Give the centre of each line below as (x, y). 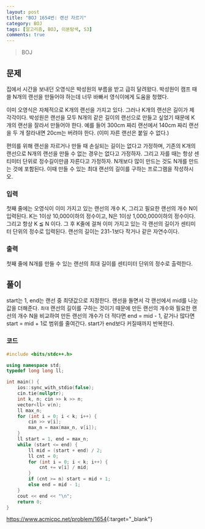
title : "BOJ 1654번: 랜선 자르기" (47, 18)
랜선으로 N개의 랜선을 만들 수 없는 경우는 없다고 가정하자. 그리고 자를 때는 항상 (99, 153)
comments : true (26, 35)
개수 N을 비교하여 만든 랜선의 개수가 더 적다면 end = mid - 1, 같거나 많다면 (106, 316)
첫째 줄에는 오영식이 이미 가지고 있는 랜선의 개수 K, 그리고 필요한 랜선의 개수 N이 (102, 209)
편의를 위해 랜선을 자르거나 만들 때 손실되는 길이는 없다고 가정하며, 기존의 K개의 (101, 145)
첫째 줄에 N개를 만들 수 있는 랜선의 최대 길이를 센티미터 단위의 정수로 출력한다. (99, 263)
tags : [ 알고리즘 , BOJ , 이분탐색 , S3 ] (49, 29)
